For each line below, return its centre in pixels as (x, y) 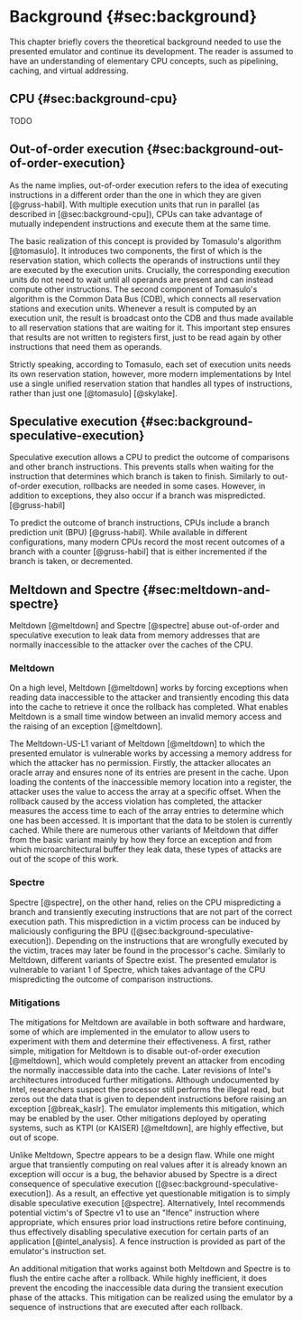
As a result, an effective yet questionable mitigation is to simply (173, 1194)
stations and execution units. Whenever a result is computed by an (133, 308)
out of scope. (34, 1137)
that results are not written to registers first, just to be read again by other (146, 337)
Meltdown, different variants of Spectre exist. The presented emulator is (143, 959)
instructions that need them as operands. (86, 346)
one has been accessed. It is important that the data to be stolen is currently (151, 821)
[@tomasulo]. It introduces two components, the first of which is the (136, 250)
